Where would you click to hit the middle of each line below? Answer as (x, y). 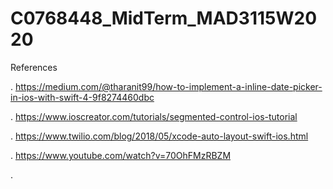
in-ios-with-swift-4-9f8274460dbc (82, 97)
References (34, 67)
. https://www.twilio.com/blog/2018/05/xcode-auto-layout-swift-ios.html (159, 136)
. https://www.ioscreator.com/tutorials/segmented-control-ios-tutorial (154, 116)
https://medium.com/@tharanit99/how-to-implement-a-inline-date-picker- (168, 86)
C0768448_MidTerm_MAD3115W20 (164, 18)
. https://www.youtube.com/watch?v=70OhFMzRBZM (121, 155)
